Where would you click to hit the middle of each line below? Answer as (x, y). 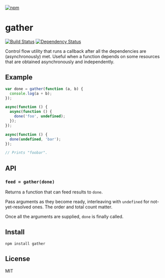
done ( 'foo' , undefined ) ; (40, 116)
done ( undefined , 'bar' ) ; (35, 139)
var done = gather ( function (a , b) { (44, 89)
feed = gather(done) (30, 182)
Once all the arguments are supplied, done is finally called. (64, 216)
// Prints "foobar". (27, 153)
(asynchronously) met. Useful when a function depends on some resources (82, 56)
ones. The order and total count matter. (72, 207)
